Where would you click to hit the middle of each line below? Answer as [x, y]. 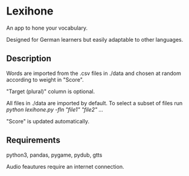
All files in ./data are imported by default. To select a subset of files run [94, 103]
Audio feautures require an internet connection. [65, 166]
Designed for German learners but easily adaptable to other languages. [95, 39]
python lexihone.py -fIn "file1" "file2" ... [55, 109]
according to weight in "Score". [45, 79]
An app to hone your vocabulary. [47, 28]
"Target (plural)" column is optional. [51, 91]
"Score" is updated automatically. [48, 121]
